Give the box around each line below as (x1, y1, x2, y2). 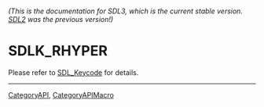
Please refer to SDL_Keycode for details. (8, 67, 139, 77)
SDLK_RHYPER (8, 41, 108, 59)
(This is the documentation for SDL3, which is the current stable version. (8, 6, 244, 16)
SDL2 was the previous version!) (8, 14, 114, 23)
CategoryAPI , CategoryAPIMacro (8, 90, 114, 99)
